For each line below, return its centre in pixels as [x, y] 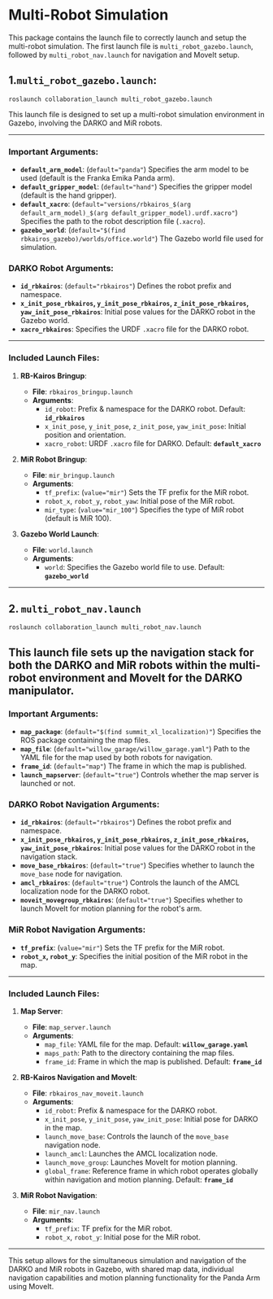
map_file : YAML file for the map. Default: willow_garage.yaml [146, 1044]
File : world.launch [63, 549]
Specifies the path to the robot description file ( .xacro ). [113, 221]
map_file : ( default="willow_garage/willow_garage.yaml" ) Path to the [135, 749]
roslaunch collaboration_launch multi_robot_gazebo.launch [110, 99]
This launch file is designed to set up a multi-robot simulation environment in [136, 114]
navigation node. [73, 1145]
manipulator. [41, 691]
